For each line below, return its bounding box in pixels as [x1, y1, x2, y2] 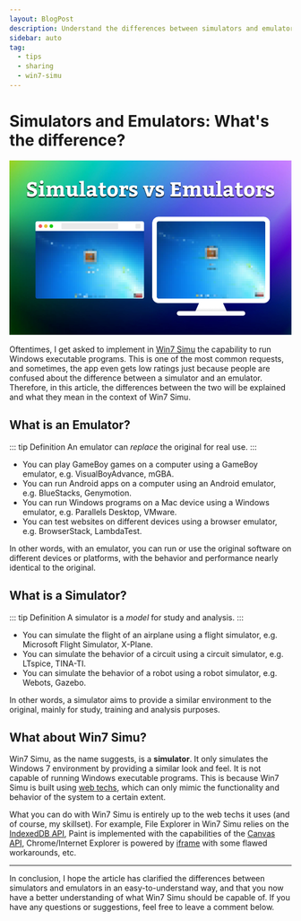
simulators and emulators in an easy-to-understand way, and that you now [9, 882, 284, 893]
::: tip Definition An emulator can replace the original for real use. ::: [9, 441, 257, 452]
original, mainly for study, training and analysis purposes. [9, 704, 221, 715]
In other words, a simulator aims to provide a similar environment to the [9, 694, 271, 705]
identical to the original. [9, 562, 97, 573]
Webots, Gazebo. [21, 677, 87, 688]
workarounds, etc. [9, 847, 77, 858]
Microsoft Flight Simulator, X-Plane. [21, 638, 154, 650]
